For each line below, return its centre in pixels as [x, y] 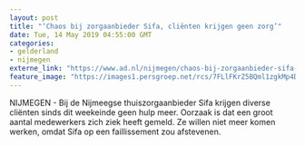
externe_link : [36, 69]
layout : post [34, 18]
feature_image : [38, 77]
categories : [32, 43]
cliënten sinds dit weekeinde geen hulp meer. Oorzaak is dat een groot [142, 112]
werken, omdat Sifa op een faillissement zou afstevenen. [115, 131]
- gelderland [34, 52]
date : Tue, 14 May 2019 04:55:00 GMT [81, 34]
